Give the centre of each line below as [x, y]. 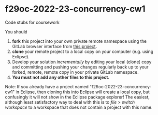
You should [16, 32]
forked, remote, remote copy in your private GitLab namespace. [75, 72]
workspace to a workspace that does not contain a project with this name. [79, 107]
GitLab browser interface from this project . [54, 46]
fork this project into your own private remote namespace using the [79, 41]
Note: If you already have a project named [47, 86]
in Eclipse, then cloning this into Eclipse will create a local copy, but [83, 92]
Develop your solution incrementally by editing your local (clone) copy [82, 62]
